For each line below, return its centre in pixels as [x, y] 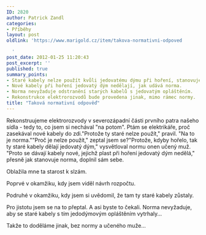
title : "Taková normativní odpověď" [53, 103]
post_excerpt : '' [29, 63]
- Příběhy [19, 29]
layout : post [23, 35]
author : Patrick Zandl [35, 18]
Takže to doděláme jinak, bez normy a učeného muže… [76, 225]
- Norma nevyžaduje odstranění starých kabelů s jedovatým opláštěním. [100, 92]
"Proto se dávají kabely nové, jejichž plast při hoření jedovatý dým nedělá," [101, 153]
